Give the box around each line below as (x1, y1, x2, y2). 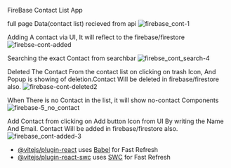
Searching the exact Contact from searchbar (7, 54, 136, 62)
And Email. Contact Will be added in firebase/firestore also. (7, 125, 178, 132)
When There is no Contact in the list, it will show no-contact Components (7, 96, 219, 104)
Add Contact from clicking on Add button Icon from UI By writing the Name (7, 117, 225, 125)
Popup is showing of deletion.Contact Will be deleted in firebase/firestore (7, 75, 220, 83)
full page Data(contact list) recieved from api (7, 20, 137, 27)
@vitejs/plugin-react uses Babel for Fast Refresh (17, 146, 159, 153)
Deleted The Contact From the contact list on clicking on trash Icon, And (7, 68, 216, 76)
